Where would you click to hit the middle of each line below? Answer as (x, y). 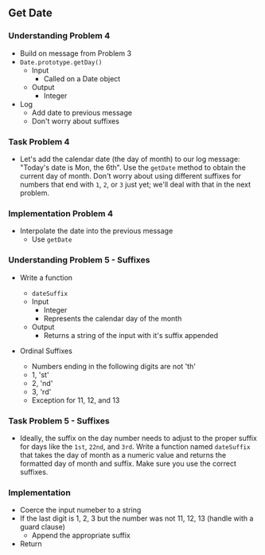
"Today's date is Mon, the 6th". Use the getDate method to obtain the (133, 167)
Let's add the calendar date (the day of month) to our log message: (130, 159)
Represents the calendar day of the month (113, 318)
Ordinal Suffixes (46, 351)
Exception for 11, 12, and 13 (76, 400)
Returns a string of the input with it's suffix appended (131, 335)
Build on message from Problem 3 (76, 53)
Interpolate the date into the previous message (96, 231)
